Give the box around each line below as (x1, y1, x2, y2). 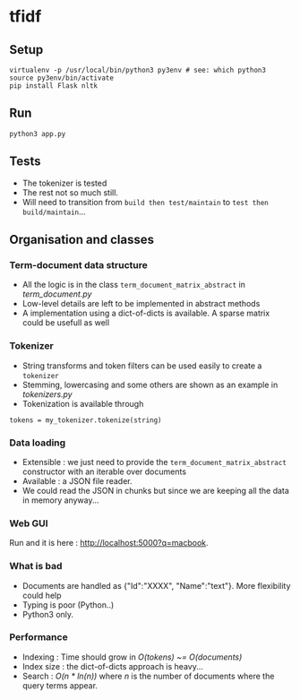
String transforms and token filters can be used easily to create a (21, 360, 262, 371)
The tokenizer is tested (21, 177, 107, 188)
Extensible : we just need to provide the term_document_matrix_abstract (21, 456, 287, 467)
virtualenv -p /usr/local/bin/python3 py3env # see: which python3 (9, 65, 267, 74)
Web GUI (9, 517, 48, 530)
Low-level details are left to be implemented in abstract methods (21, 298, 261, 309)
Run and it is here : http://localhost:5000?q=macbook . (9, 538, 209, 549)
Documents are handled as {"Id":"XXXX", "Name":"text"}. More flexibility (21, 580, 291, 591)
